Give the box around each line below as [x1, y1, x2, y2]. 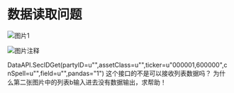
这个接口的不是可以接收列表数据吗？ [106, 69, 212, 77]
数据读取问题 [7, 6, 83, 23]
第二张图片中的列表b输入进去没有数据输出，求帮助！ [13, 77, 167, 86]
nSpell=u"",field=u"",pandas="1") [7, 69, 105, 77]
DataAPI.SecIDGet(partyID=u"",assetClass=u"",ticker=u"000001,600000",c [7, 60, 228, 69]
